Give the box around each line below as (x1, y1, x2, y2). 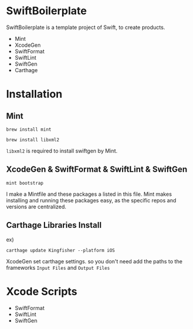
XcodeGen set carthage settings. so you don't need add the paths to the (6, 257, 182, 265)
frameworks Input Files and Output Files (6, 264, 110, 271)
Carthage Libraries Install (6, 220, 102, 230)
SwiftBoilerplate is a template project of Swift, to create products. (6, 24, 166, 31)
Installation (6, 88, 63, 101)
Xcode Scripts (6, 285, 78, 298)
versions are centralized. (6, 203, 67, 210)
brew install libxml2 (6, 137, 60, 143)
